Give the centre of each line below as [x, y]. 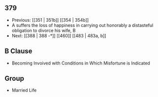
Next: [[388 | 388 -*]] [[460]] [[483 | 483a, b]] [59, 35]
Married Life [24, 90]
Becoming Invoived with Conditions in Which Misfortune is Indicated [81, 63]
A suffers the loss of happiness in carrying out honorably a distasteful [82, 25]
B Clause [18, 51]
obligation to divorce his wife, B [44, 30]
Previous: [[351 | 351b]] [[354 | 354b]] [50, 20]
